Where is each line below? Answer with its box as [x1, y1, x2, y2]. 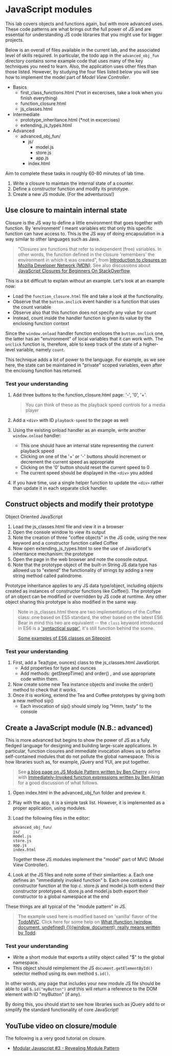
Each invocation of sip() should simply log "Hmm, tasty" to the [20, 703, 152, 709]
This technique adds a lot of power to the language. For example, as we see [5, 356, 165, 363]
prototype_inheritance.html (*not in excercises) [20, 116, 120, 123]
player [25, 407, 39, 413]
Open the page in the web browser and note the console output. [12, 556, 148, 562]
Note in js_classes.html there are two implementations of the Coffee [17, 609, 161, 615]
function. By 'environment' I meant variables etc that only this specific [5, 225, 153, 231]
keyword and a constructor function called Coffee [12, 540, 118, 546]
